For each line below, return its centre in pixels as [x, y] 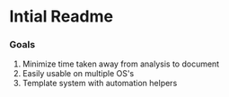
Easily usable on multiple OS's [78, 74]
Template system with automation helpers [100, 84]
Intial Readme [62, 17]
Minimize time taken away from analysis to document [121, 64]
